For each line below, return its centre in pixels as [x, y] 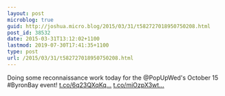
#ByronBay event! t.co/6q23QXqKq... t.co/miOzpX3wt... [86, 85]
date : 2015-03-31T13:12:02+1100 [53, 39]
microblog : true [30, 20]
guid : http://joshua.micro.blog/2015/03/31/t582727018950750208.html [109, 26]
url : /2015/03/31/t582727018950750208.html [71, 58]
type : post [23, 52]
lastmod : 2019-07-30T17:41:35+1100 [58, 45]
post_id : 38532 [29, 33]
